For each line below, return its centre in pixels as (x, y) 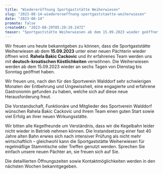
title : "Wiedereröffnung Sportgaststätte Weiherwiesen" (63, 9)
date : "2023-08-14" (25, 18)
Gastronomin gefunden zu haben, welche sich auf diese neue (66, 91)
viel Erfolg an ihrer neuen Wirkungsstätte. (47, 116)
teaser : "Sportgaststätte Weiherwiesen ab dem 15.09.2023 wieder (72, 32)
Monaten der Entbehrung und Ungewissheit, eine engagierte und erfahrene (80, 86)
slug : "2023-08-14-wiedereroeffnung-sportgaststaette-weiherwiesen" (76, 14)
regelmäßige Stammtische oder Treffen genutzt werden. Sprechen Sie (75, 147)
